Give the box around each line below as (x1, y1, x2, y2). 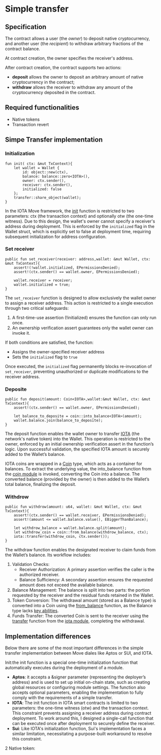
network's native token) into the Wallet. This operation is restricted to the (5, 436, 151, 442)
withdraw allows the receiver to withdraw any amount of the (12, 84, 133, 90)
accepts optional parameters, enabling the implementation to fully (12, 690, 144, 695)
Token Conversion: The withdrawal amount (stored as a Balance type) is (12, 597, 156, 603)
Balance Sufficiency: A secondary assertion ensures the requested (19, 577, 153, 583)
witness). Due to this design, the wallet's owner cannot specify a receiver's (5, 218, 155, 224)
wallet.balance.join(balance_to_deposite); (14, 418, 103, 423)
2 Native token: (5, 745, 35, 751)
